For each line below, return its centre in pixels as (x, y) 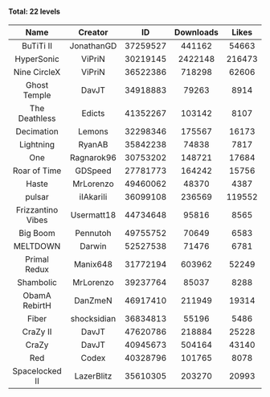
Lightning (37, 145)
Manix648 (93, 264)
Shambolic (37, 283)
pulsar (37, 197)
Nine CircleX (37, 72)
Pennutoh (93, 234)
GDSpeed (93, 171)
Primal (37, 259)
